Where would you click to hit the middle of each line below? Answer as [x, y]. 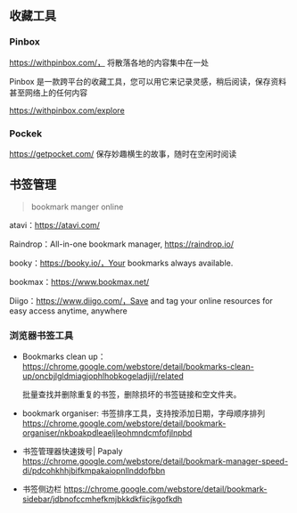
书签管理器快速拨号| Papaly [72, 452]
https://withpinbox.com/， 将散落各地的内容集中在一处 [109, 62]
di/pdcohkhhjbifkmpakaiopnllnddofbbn [94, 471]
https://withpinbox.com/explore [67, 110]
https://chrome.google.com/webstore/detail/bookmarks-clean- [138, 367]
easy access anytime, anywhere [68, 311]
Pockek [26, 134]
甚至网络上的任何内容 [48, 93]
